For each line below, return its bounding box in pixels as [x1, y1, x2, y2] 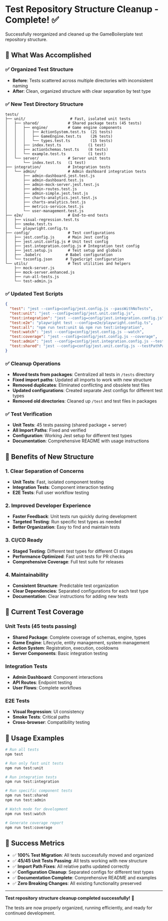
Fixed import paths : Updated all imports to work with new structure [12, 377, 152, 383]
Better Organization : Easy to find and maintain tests [12, 524, 120, 530]
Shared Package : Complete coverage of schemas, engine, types [12, 634, 146, 640]
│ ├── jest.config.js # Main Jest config [5, 235, 108, 240]
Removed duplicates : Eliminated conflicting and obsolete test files [12, 382, 150, 388]
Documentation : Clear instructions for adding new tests [12, 593, 128, 600]
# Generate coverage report [5, 820, 64, 825]
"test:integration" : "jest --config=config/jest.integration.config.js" [9, 315, 164, 320]
